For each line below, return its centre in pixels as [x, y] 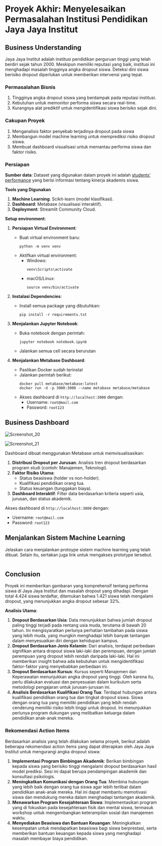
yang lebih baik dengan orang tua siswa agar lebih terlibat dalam [77, 787]
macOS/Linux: [40, 278]
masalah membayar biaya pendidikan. [50, 838]
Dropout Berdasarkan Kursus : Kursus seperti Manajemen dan [74, 672]
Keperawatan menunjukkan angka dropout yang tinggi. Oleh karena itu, [83, 677]
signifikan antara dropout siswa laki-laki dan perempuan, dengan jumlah [84, 651]
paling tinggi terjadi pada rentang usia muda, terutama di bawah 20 [79, 625]
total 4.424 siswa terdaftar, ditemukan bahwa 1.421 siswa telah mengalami [79, 596]
